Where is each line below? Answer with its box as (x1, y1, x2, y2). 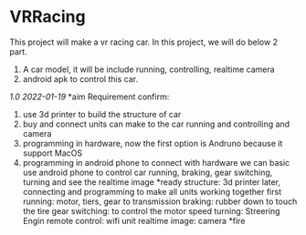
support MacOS (22, 148, 83, 158)
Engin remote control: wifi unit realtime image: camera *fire (22, 215, 246, 226)
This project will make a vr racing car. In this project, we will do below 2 (9, 36, 279, 47)
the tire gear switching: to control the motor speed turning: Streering (22, 205, 280, 216)
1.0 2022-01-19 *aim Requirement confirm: (9, 91, 170, 102)
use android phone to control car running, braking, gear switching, (22, 167, 273, 178)
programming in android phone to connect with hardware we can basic (22, 157, 290, 168)
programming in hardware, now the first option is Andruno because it (22, 138, 283, 148)
